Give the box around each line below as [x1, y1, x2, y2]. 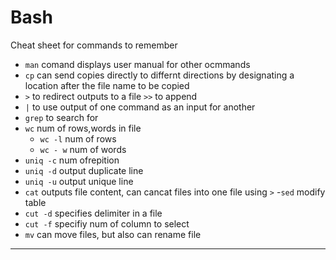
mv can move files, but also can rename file [24, 228, 202, 240]
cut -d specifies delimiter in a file [24, 207, 163, 219]
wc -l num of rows [39, 132, 117, 145]
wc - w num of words [39, 143, 127, 155]
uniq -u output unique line [24, 175, 134, 187]
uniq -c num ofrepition [24, 154, 120, 166]
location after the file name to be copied [24, 79, 190, 91]
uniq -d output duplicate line [24, 164, 144, 176]
